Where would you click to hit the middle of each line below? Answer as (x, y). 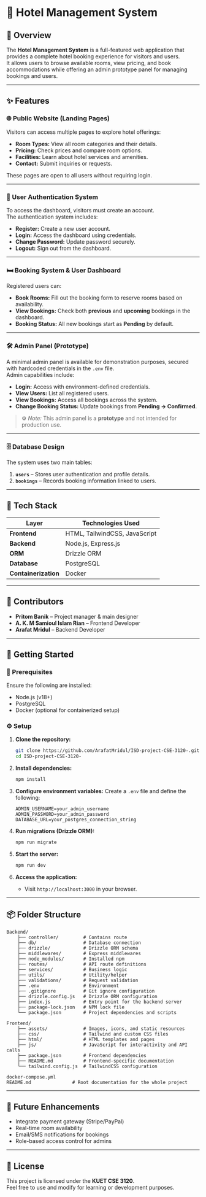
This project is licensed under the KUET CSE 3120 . (71, 1181)
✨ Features (28, 101)
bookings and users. (32, 76)
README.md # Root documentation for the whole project (97, 1082)
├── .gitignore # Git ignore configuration (86, 991)
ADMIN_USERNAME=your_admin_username (62, 809)
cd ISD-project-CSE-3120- (48, 757)
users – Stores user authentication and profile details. (82, 474)
